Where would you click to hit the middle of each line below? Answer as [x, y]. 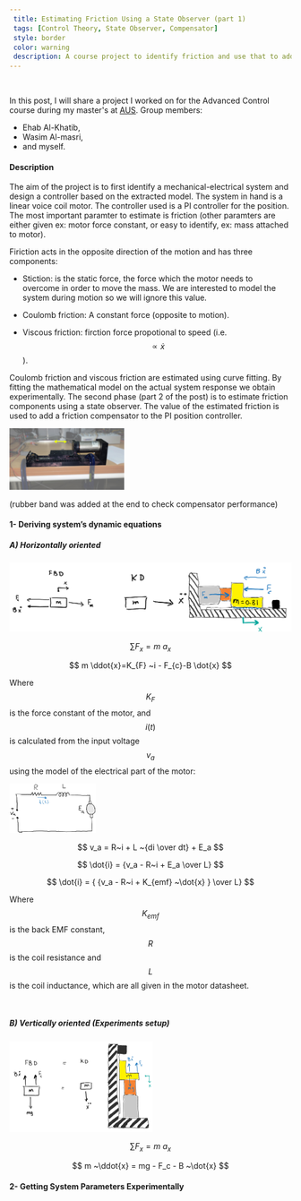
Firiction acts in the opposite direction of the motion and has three [131, 252]
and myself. [43, 147]
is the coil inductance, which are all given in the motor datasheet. [129, 985]
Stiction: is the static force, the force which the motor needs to [138, 279]
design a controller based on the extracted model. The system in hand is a [146, 196]
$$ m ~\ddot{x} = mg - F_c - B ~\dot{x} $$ [150, 1165]
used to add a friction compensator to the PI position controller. [126, 416]
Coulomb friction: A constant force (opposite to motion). [126, 315]
